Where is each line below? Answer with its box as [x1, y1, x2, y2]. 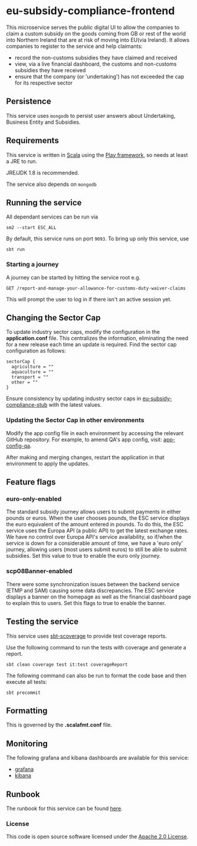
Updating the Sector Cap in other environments [6, 416, 145, 424]
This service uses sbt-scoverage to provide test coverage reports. [6, 632, 167, 639]
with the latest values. [48, 401, 102, 408]
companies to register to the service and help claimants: [6, 43, 143, 50]
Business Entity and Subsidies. [6, 118, 81, 126]
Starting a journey [6, 260, 59, 269]
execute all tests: [6, 678, 47, 685]
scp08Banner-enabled [6, 567, 73, 575]
